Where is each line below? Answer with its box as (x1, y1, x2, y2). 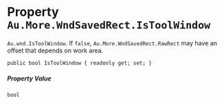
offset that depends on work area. (7, 46, 104, 54)
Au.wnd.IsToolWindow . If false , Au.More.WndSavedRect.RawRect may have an (7, 39, 218, 47)
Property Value (7, 74, 52, 83)
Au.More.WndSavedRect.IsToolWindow (7, 19, 211, 32)
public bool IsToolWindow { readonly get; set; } (7, 59, 153, 66)
